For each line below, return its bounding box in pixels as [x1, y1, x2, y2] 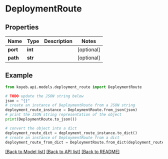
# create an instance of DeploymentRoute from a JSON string [5, 103, 135, 108]
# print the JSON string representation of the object [5, 112, 122, 117]
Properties [5, 23, 39, 31]
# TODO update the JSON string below [5, 93, 84, 98]
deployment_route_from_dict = [5, 139, 68, 145]
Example [5, 71, 33, 80]
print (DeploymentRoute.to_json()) [5, 117, 77, 122]
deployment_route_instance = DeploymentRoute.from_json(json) [5, 107, 137, 112]
